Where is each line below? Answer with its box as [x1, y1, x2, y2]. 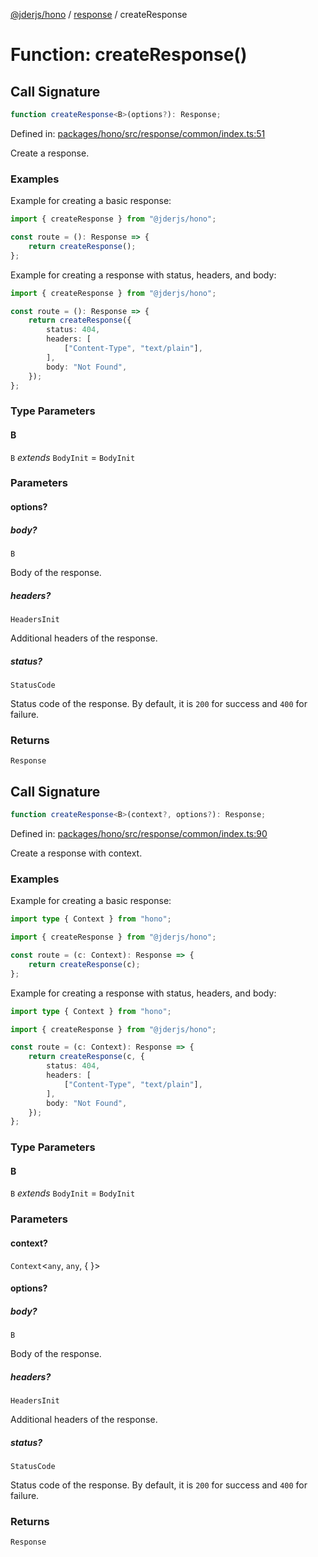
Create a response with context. [10, 847, 143, 859]
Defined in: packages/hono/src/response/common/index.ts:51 [10, 127, 266, 139]
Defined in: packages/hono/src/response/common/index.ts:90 [10, 827, 268, 839]
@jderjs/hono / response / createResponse [10, 9, 188, 20]
